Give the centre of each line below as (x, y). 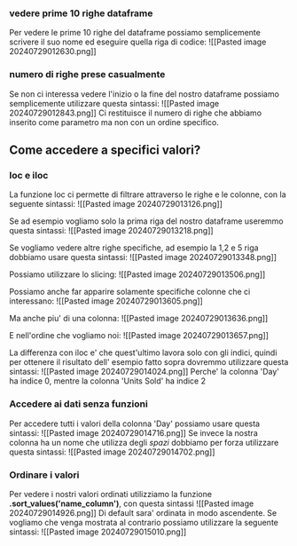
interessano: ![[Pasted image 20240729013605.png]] (106, 301)
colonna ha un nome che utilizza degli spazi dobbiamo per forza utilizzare (144, 442)
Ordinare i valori (44, 475)
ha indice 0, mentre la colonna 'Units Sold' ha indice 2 (108, 381)
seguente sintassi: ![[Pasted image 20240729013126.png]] (116, 204)
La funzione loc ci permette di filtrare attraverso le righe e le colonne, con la (148, 194)
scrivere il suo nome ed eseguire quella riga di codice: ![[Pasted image (138, 42)
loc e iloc (29, 175)
